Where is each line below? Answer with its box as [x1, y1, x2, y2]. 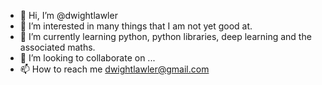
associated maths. [19, 41, 96, 53]
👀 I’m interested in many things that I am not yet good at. [19, 20, 253, 32]
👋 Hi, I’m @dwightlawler [19, 10, 118, 21]
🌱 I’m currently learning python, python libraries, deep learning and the [19, 31, 312, 42]
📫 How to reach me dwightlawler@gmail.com [19, 63, 210, 75]
